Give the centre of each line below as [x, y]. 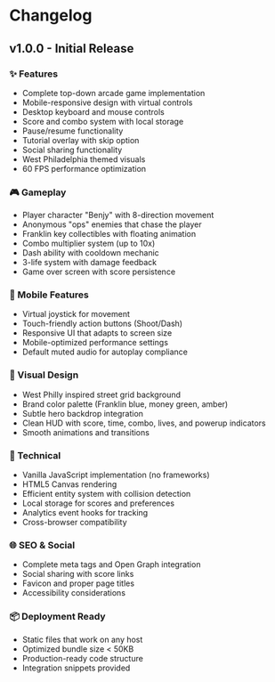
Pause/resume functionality [73, 131]
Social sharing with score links [78, 574]
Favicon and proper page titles [78, 583]
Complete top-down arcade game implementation [113, 93]
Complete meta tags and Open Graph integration [111, 564]
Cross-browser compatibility [74, 523]
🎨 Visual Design [44, 375]
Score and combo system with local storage [103, 121]
